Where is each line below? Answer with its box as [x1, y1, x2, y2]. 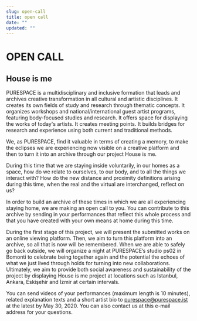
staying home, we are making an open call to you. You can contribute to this [6, 205, 189, 212]
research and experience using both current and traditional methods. [6, 127, 173, 134]
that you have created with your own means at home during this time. [6, 217, 174, 224]
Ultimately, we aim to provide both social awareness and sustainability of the [6, 266, 191, 273]
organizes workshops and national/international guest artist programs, [6, 108, 176, 115]
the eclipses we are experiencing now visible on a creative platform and [6, 145, 180, 152]
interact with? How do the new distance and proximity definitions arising [6, 175, 181, 182]
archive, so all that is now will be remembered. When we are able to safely [6, 241, 185, 248]
